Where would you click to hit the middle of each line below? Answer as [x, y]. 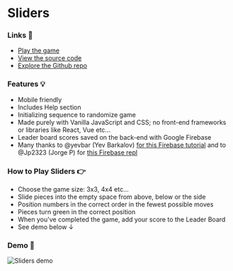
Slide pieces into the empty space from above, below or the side [112, 197]
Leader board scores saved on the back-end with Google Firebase [114, 137]
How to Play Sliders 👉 [47, 171]
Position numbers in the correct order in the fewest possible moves [115, 204]
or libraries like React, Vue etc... [64, 130]
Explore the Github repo [52, 66]
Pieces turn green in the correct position [76, 212]
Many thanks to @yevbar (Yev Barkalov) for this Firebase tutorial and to [122, 145]
